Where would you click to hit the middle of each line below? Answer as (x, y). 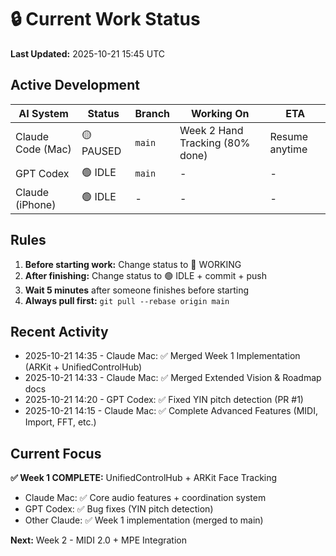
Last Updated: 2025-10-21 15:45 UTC (88, 53)
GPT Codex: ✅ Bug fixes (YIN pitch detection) (119, 509)
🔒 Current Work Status (105, 19)
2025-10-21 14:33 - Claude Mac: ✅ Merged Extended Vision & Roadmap (173, 378)
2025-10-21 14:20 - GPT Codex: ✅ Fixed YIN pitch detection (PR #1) (164, 400)
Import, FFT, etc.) (60, 422)
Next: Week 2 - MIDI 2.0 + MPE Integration (99, 540)
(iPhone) (36, 204)
